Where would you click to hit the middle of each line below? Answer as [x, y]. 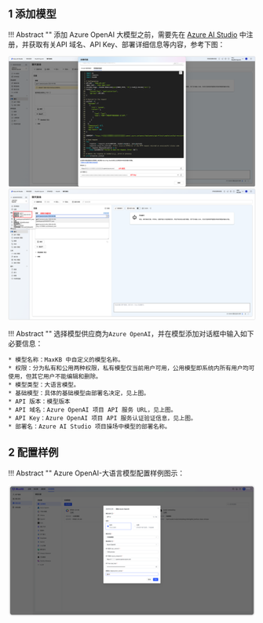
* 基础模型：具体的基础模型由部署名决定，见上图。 [79, 393]
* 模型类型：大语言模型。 [44, 385]
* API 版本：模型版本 [39, 401]
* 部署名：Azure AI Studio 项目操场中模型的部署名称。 [89, 427]
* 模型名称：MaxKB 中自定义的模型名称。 [66, 360]
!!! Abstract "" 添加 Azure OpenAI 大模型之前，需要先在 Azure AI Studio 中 [127, 35]
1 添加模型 [33, 14]
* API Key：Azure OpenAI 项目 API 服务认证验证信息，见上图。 [102, 418]
